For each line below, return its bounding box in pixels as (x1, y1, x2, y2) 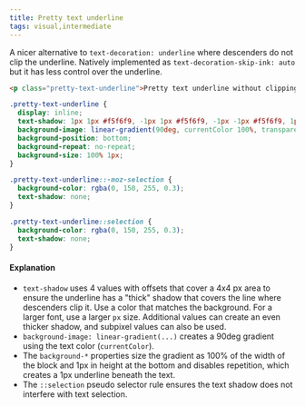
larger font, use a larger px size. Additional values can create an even (22, 311, 281, 323)
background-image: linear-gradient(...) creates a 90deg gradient (22, 331, 275, 342)
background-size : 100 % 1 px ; (17, 151, 124, 160)
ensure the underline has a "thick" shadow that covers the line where (22, 292, 281, 303)
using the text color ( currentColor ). (22, 340, 154, 351)
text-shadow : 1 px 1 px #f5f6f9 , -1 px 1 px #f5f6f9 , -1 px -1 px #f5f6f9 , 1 (17, 117, 295, 126)
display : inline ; (17, 108, 84, 118)
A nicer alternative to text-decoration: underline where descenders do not (9, 46, 293, 57)
